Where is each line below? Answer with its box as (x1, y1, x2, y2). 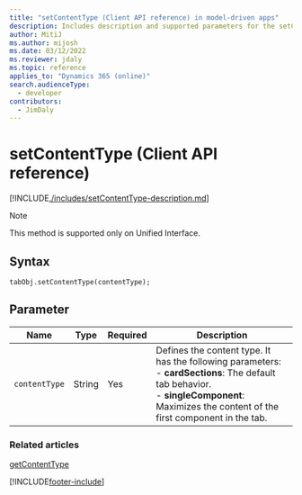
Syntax (9, 254, 50, 269)
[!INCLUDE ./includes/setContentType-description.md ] (9, 193, 209, 203)
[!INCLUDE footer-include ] (9, 476, 105, 487)
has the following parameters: (155, 355, 281, 367)
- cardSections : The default (155, 366, 276, 379)
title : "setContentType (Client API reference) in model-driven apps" (9, 13, 280, 22)
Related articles (9, 438, 79, 451)
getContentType (9, 459, 69, 470)
